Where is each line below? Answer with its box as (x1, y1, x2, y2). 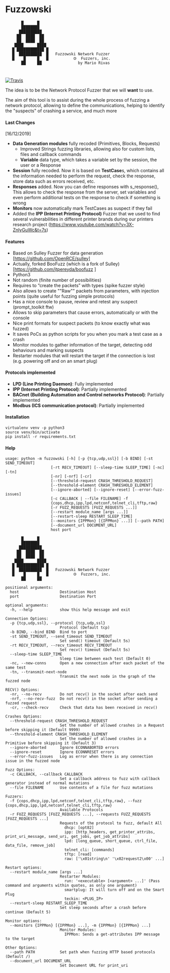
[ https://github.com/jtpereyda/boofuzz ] (12, 266, 96, 272)
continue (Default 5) (5, 909, 51, 915)
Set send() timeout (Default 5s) (59, 639, 130, 644)
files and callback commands (20, 151, 82, 158)
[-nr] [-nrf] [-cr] (50, 474, 92, 479)
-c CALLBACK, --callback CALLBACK (10, 772, 83, 777)
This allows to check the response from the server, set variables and (12, 189, 156, 195)
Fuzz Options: (5, 767, 36, 773)
